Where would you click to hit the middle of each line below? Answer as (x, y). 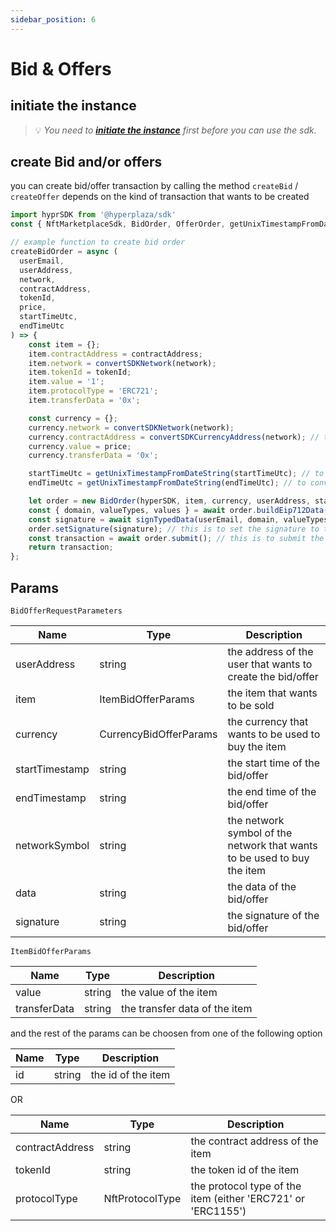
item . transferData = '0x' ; (84, 401)
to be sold (251, 705)
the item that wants (272, 693)
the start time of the (273, 763)
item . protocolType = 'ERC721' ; (93, 391)
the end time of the (272, 791)
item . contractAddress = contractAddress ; (115, 354)
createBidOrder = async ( (64, 252)
